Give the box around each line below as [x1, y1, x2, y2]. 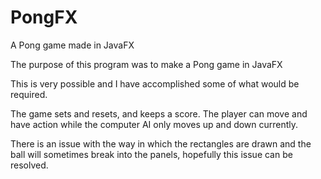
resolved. [10, 159, 49, 171]
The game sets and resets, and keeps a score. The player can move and [10, 107, 308, 120]
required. [10, 88, 48, 100]
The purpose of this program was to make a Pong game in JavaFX [10, 58, 283, 70]
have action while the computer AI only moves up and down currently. [10, 118, 299, 130]
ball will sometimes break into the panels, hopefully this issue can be [10, 148, 293, 160]
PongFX [10, 6, 78, 29]
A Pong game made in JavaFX [10, 39, 135, 51]
